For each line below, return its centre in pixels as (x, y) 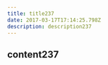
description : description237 (49, 26)
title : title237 (31, 13)
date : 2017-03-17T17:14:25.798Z (54, 20)
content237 (33, 54)
